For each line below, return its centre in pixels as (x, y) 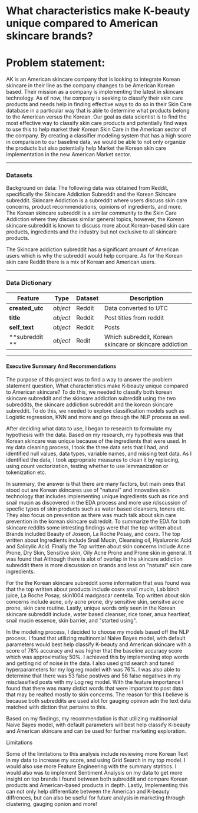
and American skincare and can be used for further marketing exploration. (96, 731)
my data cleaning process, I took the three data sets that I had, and (87, 447)
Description (147, 298)
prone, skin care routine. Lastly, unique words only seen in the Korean (91, 608)
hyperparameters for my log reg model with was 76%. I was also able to (93, 669)
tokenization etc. (26, 472)
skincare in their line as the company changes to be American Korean (90, 85)
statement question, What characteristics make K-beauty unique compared (97, 386)
